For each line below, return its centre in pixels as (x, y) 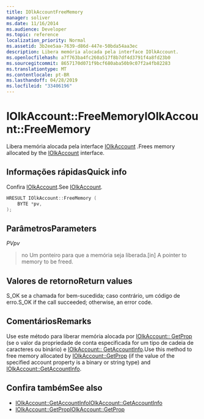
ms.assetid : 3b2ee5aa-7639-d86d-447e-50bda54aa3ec (72, 47)
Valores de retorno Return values (69, 281)
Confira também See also (54, 388)
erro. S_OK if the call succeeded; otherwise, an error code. (79, 302)
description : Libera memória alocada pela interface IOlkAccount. (93, 52)
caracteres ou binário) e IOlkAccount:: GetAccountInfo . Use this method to (99, 349)
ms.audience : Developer (37, 29)
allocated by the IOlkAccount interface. (56, 153)
